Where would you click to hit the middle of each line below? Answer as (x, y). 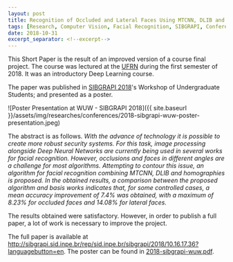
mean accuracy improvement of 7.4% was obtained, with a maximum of (111, 195)
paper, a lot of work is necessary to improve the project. (88, 223)
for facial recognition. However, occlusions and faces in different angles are (116, 158)
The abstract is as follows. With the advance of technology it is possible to (114, 137)
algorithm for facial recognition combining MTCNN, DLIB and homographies (116, 173)
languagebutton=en (36, 252)
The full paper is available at (48, 237)
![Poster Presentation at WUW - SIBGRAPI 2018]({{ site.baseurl (97, 108)
